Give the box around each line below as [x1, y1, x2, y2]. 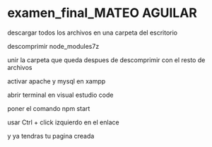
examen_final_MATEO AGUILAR [7, 5, 198, 21]
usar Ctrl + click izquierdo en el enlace [7, 118, 119, 127]
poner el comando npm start [7, 104, 90, 112]
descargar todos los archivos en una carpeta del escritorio [7, 28, 178, 37]
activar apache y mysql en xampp [7, 76, 106, 86]
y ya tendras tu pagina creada [7, 131, 95, 140]
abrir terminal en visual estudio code [7, 90, 114, 99]
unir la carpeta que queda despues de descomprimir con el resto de [7, 55, 206, 64]
